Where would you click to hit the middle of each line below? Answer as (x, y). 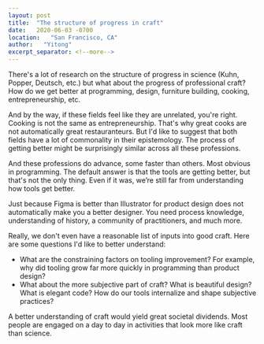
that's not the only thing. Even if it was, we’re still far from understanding (126, 180)
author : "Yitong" (40, 45)
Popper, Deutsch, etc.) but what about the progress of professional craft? (127, 83)
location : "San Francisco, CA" (63, 37)
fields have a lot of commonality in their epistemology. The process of (121, 140)
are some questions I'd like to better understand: (87, 244)
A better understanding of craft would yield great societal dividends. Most (128, 316)
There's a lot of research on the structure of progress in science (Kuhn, (124, 74)
